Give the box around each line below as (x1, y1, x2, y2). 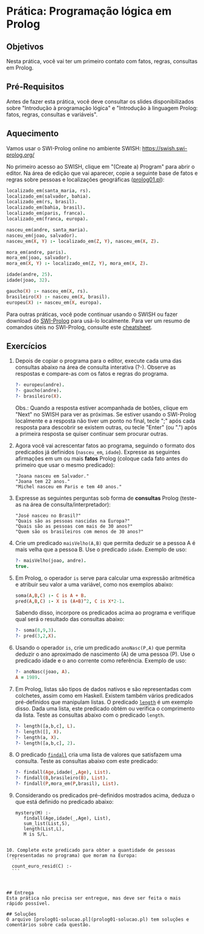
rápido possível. (6, 901, 51, 907)
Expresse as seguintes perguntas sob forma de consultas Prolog (15, 494, 179, 502)
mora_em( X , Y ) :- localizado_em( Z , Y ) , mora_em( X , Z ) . (6, 261, 149, 267)
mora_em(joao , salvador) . (6, 255, 72, 261)
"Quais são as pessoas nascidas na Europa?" (15, 518, 130, 524)
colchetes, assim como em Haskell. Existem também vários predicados (15, 692, 194, 699)
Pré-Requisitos (6, 82, 65, 92)
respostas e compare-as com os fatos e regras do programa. (15, 370, 169, 377)
